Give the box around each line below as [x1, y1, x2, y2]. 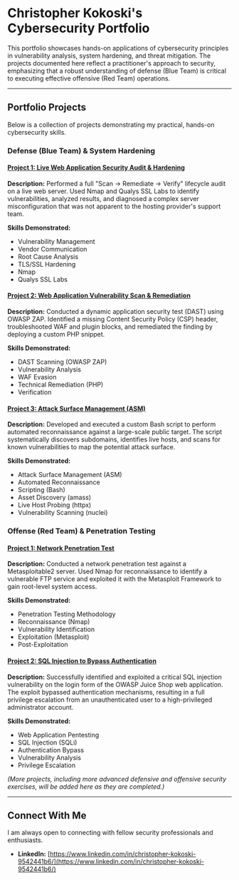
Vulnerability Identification [17, 625, 95, 634]
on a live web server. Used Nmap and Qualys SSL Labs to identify [7, 187, 200, 195]
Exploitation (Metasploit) [17, 633, 90, 641]
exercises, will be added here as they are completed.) [7, 782, 165, 791]
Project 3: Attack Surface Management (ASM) [7, 404, 146, 413]
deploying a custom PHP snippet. [7, 330, 105, 339]
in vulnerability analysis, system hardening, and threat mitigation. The [7, 51, 211, 60]
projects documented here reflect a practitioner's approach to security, [7, 58, 216, 67]
